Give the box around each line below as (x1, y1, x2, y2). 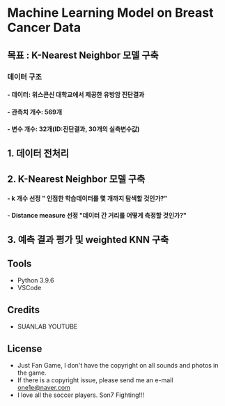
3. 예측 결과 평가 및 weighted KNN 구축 (7, 234, 169, 246)
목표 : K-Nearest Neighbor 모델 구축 (7, 49, 159, 61)
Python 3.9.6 (17, 276, 54, 285)
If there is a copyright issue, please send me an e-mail (17, 376, 173, 384)
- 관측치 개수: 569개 (7, 107, 63, 116)
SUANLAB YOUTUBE (17, 322, 78, 331)
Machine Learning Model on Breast (7, 5, 214, 21)
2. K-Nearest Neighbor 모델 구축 (7, 173, 146, 186)
